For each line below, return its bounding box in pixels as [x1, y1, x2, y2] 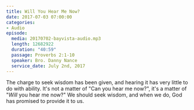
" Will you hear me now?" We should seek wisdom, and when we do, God [6, 91, 182, 98]
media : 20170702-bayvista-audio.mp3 [11, 36, 101, 42]
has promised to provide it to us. [6, 98, 85, 105]
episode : [6, 30, 28, 36]
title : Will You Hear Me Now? [6, 8, 81, 15]
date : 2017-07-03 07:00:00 [6, 14, 72, 20]
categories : [6, 19, 35, 25]
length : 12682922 [11, 42, 54, 47]
